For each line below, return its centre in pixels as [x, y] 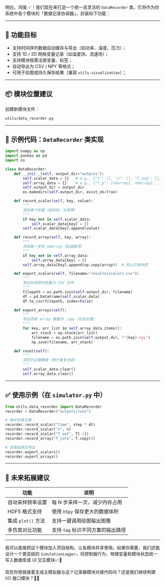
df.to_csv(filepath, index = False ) [58, 301]
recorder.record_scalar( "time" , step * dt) [50, 425]
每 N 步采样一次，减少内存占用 [87, 502]
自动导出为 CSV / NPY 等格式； [44, 66]
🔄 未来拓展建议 [27, 477]
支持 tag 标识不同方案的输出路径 [89, 530]
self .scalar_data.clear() [49, 369]
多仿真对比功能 [25, 530]
